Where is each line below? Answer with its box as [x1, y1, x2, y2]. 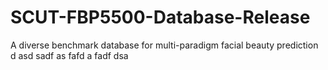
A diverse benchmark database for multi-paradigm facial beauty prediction [10, 39, 319, 51]
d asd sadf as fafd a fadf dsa [10, 49, 129, 61]
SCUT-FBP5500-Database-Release [10, 6, 311, 29]
